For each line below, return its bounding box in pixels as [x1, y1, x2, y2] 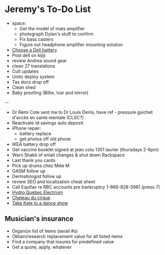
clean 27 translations [12, 63, 56, 69]
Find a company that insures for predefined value [12, 238, 114, 244]
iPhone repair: [12, 125, 41, 131]
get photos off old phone [19, 136, 71, 142]
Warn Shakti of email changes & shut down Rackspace [12, 152, 125, 158]
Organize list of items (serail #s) [12, 228, 78, 234]
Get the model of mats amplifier [19, 25, 85, 31]
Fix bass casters [19, 36, 54, 42]
